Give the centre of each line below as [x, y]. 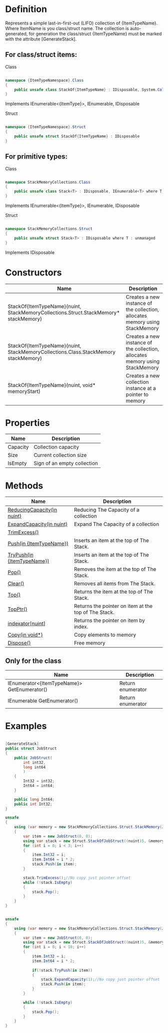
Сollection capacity [56, 447]
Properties [27, 423]
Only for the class [33, 661]
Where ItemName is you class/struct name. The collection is [67, 28]
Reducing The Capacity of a [107, 510]
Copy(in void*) [25, 635]
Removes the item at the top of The [115, 569]
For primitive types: [36, 157]
